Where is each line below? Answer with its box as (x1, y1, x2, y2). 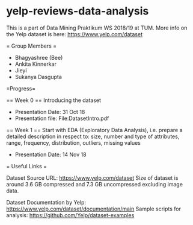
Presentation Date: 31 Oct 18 (14, 108, 85, 115)
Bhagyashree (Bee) (14, 54, 63, 61)
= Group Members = (6, 42, 57, 49)
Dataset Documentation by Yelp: (6, 198, 86, 206)
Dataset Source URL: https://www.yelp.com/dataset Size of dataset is (6, 174, 179, 182)
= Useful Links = (6, 162, 47, 170)
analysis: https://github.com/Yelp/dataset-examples (6, 211, 135, 218)
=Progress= (6, 84, 36, 92)
